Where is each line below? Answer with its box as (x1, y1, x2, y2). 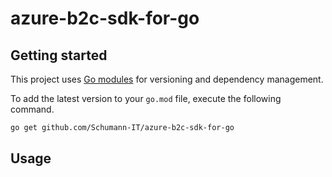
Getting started (10, 47, 108, 64)
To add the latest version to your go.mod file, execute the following (10, 93, 282, 104)
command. (10, 103, 55, 115)
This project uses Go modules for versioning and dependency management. (10, 73, 324, 85)
